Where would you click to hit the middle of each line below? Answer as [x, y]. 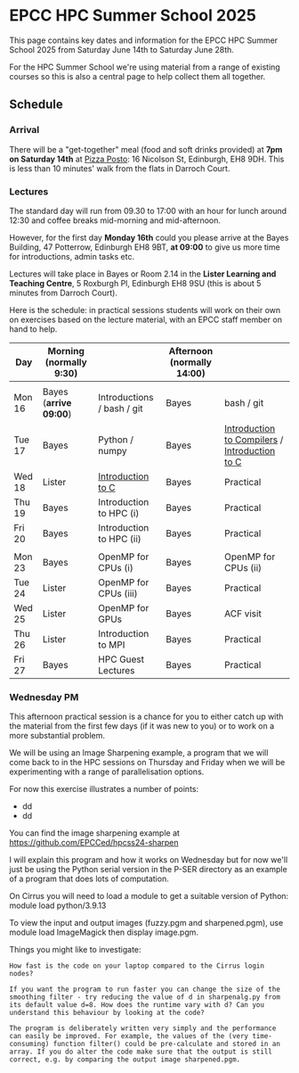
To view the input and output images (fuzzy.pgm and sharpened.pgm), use [146, 923]
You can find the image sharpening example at [95, 833]
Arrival [24, 130]
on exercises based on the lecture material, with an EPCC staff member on [146, 319]
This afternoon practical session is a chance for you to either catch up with [146, 717]
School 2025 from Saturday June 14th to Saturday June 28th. [121, 49]
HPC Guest [121, 659]
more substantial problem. [57, 736]
